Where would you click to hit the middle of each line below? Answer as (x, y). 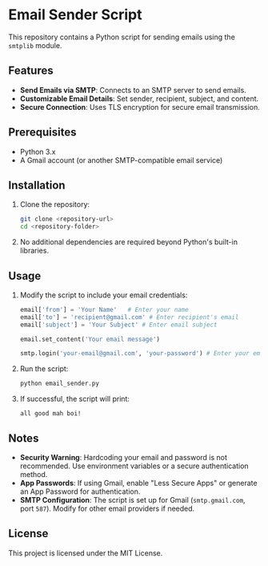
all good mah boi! (50, 414)
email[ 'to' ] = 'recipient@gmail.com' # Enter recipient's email (129, 317)
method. (34, 474)
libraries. (34, 251)
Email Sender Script (75, 15)
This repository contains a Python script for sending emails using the (122, 37)
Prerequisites (42, 133)
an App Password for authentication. (80, 491)
